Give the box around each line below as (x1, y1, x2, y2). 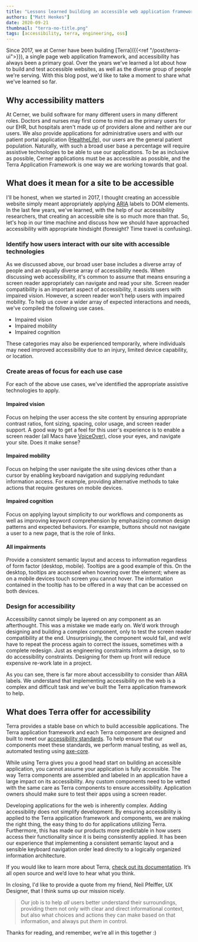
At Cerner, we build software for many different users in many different (6, 110, 178, 118)
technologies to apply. (6, 387, 60, 394)
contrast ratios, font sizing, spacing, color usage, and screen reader (6, 420, 171, 427)
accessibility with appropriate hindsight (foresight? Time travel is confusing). (6, 225, 192, 232)
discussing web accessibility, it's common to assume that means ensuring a (6, 273, 190, 280)
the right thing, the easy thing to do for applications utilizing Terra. (6, 821, 167, 828)
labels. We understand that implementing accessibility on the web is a (6, 677, 176, 685)
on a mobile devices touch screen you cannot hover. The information (6, 575, 173, 582)
